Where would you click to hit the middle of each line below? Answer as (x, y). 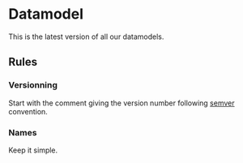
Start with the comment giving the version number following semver (122, 103)
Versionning (33, 85)
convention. (28, 111)
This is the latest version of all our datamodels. (86, 36)
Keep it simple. (33, 150)
